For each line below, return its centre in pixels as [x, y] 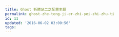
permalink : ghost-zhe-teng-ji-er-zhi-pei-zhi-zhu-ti [60, 14]
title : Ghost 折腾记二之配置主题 [36, 9]
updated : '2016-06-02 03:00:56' [38, 23]
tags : [10, 27]
